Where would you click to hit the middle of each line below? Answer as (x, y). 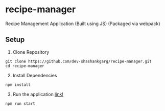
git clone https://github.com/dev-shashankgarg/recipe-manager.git (79, 61)
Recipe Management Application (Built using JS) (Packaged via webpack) (83, 24)
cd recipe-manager (25, 66)
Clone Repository (31, 52)
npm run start (20, 103)
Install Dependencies (35, 75)
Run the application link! (38, 94)
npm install (18, 85)
